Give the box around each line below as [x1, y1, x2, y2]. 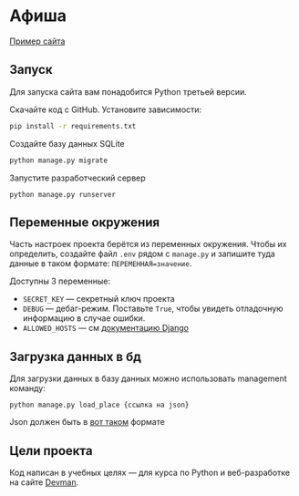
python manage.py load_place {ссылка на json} [9, 400, 190, 410]
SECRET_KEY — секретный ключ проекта [22, 294, 175, 305]
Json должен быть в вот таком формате [9, 417, 166, 428]
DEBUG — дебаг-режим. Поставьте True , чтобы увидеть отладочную [22, 303, 284, 315]
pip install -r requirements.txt [9, 121, 137, 130]
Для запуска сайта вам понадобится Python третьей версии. [9, 86, 248, 97]
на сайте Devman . [9, 476, 79, 488]
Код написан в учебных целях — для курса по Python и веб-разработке [9, 467, 290, 478]
